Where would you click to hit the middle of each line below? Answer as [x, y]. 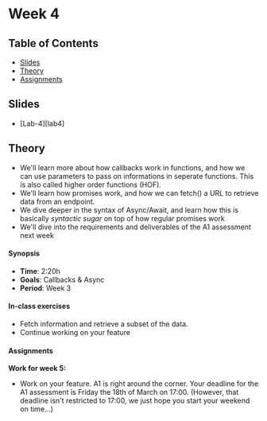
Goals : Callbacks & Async [62, 279]
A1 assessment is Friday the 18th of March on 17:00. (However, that [129, 392]
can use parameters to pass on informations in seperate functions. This [137, 176]
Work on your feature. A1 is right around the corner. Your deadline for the [139, 384]
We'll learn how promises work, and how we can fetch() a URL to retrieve [139, 193]
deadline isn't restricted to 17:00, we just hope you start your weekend [135, 401]
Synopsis [24, 253]
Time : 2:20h [40, 271]
